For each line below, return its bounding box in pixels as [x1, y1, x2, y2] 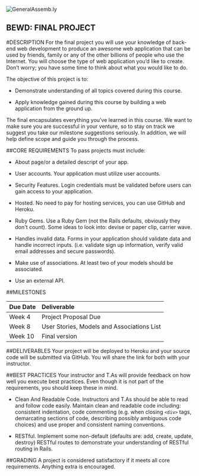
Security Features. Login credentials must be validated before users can [14, 181, 192, 189]
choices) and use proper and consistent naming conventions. [14, 421, 165, 428]
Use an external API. [14, 277, 65, 284]
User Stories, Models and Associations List [41, 322, 162, 330]
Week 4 [9, 312, 31, 321]
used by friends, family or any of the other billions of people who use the [6, 51, 184, 58]
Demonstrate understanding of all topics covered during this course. [14, 87, 182, 94]
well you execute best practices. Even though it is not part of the [6, 378, 164, 385]
